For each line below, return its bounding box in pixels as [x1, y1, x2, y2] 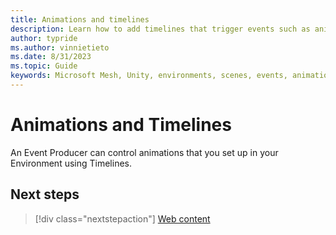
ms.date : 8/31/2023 [10, 52, 92, 62]
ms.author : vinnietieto [10, 42, 110, 53]
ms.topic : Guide [10, 61, 78, 71]
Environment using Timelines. [10, 157, 133, 169]
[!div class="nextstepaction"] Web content [34, 212, 211, 225]
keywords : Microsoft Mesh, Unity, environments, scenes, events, [10, 71, 288, 81]
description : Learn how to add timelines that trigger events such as [10, 24, 311, 34]
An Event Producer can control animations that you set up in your [10, 146, 279, 158]
